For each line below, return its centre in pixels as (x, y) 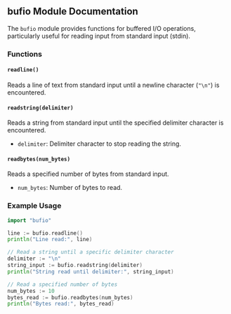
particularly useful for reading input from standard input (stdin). (99, 36)
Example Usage (34, 206)
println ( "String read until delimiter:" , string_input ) (91, 272)
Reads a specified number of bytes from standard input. (88, 174)
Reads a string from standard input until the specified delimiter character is (115, 123)
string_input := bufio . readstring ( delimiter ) (75, 266)
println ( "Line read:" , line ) (50, 240)
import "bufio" (29, 220)
